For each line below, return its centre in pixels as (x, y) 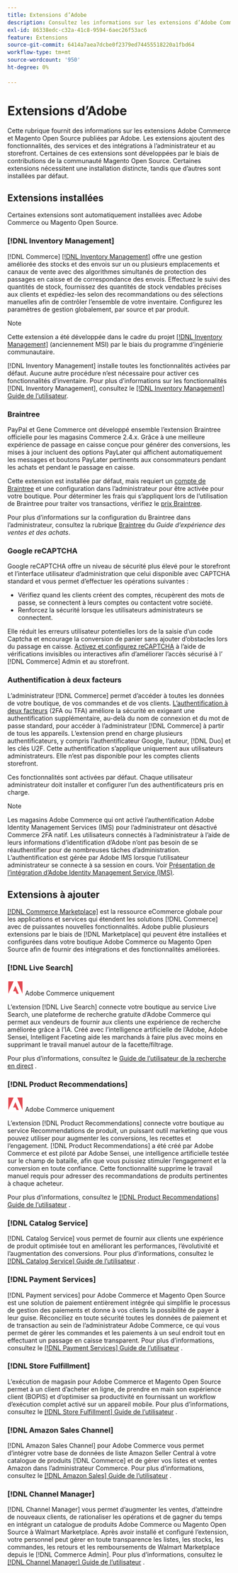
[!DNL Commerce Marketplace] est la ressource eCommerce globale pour (115, 912)
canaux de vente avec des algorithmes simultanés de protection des (107, 271)
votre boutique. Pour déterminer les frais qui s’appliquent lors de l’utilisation (118, 496)
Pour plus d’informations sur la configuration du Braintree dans (99, 517)
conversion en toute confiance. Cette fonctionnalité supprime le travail (110, 1168)
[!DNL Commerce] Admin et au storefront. (68, 662)
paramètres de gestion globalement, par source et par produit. (98, 309)
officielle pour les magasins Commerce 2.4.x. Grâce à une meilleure (106, 437)
